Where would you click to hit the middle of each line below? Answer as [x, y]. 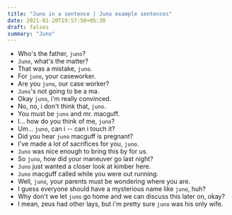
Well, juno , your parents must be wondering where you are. [104, 182]
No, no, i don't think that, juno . [62, 106]
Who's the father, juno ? [52, 54]
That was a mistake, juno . [55, 69]
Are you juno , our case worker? [63, 84]
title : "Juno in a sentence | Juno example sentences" [90, 14]
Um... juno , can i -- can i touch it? [66, 129]
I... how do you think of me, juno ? [66, 122]
